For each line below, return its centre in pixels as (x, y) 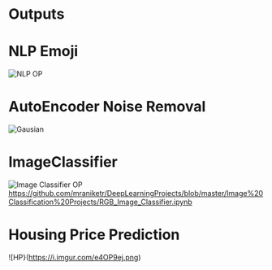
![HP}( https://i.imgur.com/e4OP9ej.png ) (75, 257)
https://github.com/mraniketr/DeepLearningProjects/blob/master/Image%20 (136, 193)
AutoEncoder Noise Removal (107, 107)
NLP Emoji (43, 52)
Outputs (37, 14)
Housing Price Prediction (94, 235)
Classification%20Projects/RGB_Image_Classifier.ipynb (100, 202)
